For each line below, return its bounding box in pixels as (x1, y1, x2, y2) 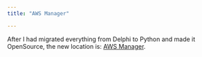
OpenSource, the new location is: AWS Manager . (7, 42, 146, 50)
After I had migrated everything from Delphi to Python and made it (7, 35, 196, 43)
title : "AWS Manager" (7, 10, 70, 17)
